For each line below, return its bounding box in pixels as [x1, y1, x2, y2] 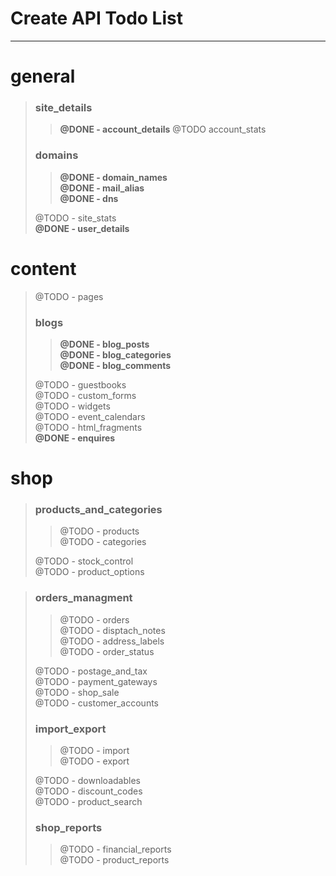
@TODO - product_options [34, 566, 145, 578]
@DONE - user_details [34, 222, 130, 234]
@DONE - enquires [34, 432, 116, 444]
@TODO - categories [59, 536, 147, 548]
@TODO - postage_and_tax [34, 665, 148, 677]
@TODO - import [59, 745, 130, 757]
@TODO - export [59, 755, 130, 767]
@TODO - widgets [34, 400, 111, 412]
